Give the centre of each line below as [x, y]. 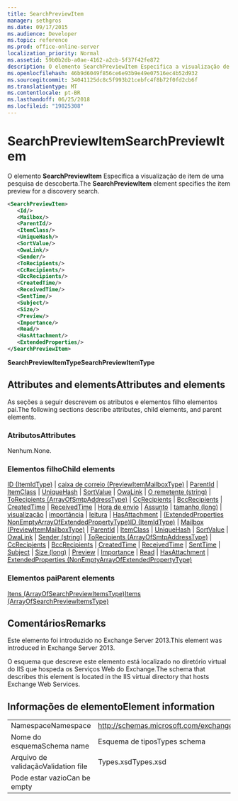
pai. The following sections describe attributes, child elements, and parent [114, 409]
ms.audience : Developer [42, 34]
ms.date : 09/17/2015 [38, 27]
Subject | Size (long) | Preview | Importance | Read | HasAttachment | [108, 552]
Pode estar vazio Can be [51, 778]
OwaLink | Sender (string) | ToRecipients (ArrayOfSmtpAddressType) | [110, 537]
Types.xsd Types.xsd [132, 762]
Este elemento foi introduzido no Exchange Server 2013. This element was [115, 640]
